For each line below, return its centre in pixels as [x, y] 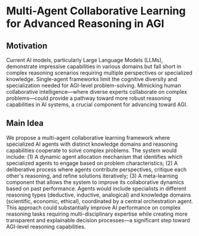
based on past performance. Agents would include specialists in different [96, 188]
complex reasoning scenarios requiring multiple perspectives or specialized [99, 73]
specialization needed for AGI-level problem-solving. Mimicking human [94, 85]
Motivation [27, 46]
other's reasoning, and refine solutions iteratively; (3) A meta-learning [92, 176]
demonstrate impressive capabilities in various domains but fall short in [94, 66]
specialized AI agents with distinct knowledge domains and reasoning [92, 144]
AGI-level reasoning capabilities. [46, 226]
